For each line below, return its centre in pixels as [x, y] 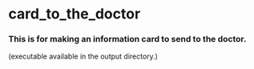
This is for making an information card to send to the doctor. [127, 39]
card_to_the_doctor [75, 14]
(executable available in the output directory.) [83, 56]
